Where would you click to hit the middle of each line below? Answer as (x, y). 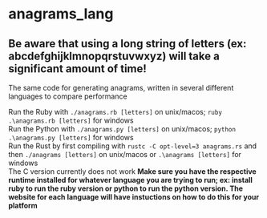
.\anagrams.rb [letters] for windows (71, 120)
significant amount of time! (77, 69)
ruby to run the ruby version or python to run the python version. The (125, 188)
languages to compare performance (68, 96)
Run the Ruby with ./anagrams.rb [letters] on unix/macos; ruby (115, 112)
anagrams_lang (61, 14)
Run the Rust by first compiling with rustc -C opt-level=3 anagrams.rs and (133, 146)
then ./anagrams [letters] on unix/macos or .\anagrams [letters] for (125, 154)
